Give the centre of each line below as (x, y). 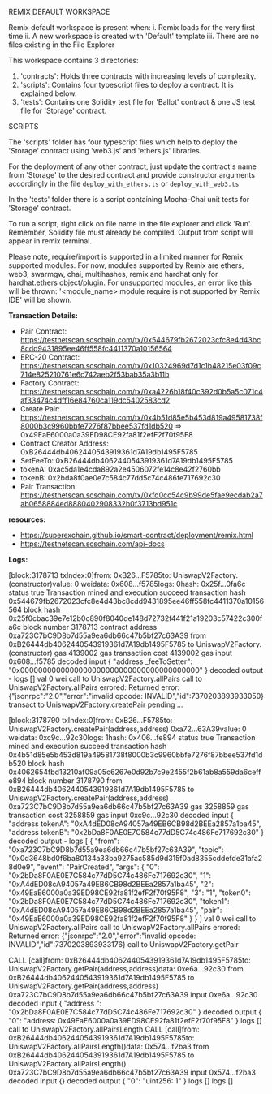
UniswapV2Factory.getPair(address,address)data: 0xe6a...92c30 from (126, 969)
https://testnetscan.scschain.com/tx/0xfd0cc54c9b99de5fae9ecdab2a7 (142, 495)
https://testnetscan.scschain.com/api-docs (92, 544)
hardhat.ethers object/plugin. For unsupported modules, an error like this (130, 282)
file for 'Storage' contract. (63, 110)
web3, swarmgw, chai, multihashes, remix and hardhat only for (113, 274)
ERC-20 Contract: (50, 357)
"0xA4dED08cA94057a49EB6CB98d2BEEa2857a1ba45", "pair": (115, 910)
